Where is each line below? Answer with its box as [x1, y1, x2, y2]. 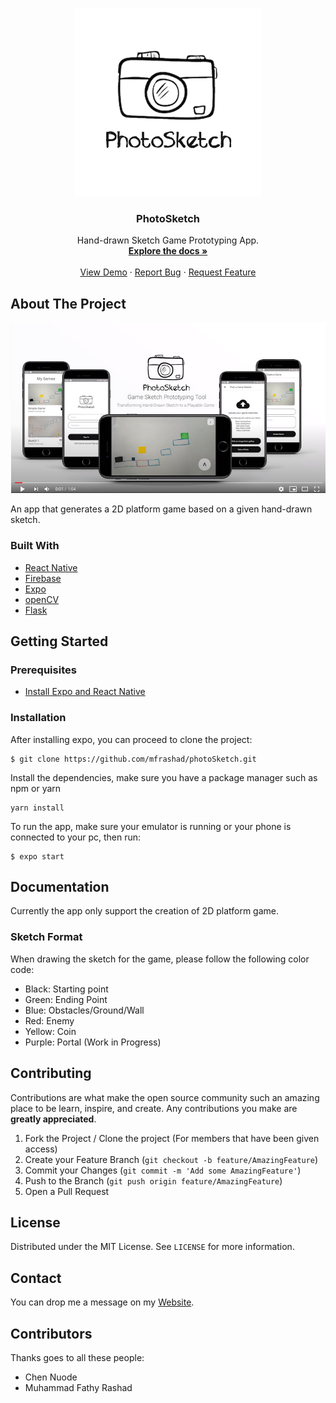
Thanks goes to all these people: [10, 1351, 145, 1363]
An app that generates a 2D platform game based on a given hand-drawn [10, 503, 313, 515]
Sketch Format [10, 930, 83, 944]
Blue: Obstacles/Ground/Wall [24, 1004, 145, 1016]
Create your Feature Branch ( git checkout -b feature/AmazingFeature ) [24, 1153, 319, 1165]
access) [24, 1143, 58, 1155]
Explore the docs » [128, 245, 208, 257]
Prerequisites [10, 663, 77, 677]
